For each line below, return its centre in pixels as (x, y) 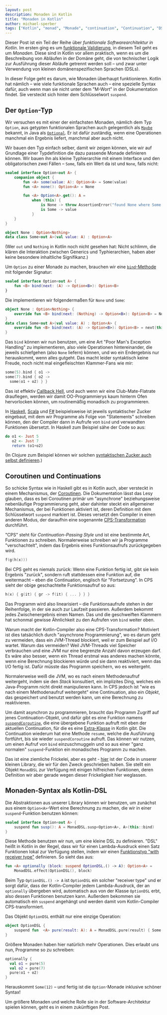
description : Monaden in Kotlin (39, 14)
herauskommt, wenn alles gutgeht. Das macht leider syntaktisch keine (77, 358)
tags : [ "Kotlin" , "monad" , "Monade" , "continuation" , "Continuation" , (80, 28)
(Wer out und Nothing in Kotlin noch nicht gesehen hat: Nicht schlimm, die (81, 247)
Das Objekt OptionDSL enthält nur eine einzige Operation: (63, 917)
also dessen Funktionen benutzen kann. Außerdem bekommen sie (73, 896)
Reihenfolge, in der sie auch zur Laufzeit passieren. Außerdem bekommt (79, 609)
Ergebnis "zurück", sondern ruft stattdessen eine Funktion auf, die (73, 575)
